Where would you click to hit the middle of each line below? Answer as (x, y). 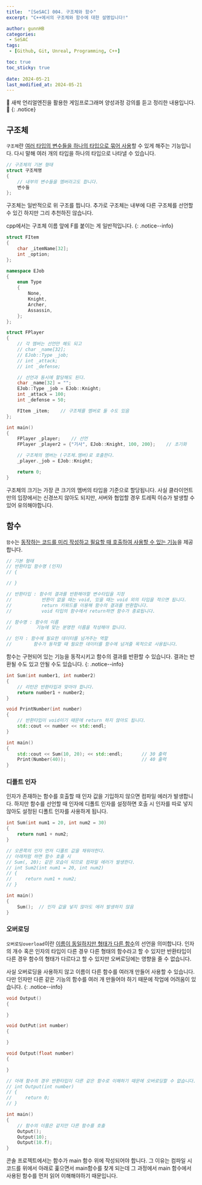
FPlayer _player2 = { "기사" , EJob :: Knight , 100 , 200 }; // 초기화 (102, 444)
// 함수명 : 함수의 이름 (32, 622)
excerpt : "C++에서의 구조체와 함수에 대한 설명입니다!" (67, 18)
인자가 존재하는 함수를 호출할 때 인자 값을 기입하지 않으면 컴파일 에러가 (89, 796)
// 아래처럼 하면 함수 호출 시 (39, 856)
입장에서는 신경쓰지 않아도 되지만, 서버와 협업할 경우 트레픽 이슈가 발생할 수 (106, 498)
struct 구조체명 (24, 170)
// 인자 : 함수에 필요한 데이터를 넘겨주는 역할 (57, 639)
